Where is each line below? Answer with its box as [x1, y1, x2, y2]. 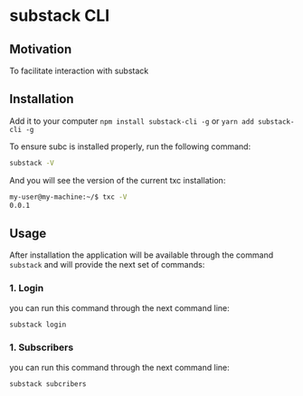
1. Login [9, 282, 44, 295]
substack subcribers [9, 379, 88, 389]
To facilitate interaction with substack [9, 65, 149, 76]
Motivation [9, 42, 72, 57]
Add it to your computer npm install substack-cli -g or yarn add [9, 115, 255, 127]
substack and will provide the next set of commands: [9, 259, 205, 270]
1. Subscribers [9, 341, 74, 354]
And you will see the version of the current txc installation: [9, 174, 226, 185]
